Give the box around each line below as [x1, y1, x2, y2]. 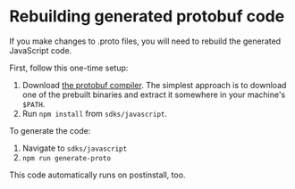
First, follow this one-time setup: [9, 62, 129, 73]
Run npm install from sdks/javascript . [21, 108, 168, 119]
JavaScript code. [9, 45, 72, 55]
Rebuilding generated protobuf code [9, 6, 285, 27]
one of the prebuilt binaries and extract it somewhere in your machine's [21, 89, 286, 100]
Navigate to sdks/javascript [21, 143, 128, 153]
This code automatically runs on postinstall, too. [9, 169, 186, 180]
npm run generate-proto [21, 153, 112, 162]
